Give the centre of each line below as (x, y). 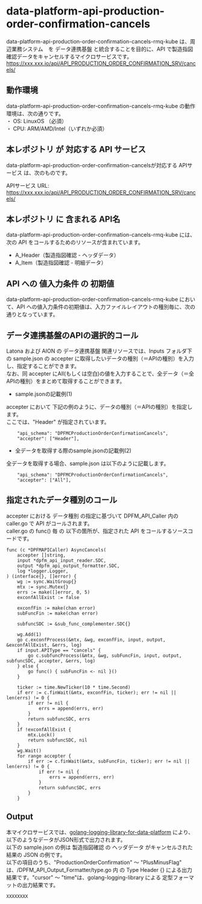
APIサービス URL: (28, 185)
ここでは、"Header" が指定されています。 (58, 422)
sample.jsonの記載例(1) (43, 394)
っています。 (43, 315)
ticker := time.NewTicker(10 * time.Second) (74, 687)
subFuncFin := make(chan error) (58, 613)
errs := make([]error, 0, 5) (54, 592)
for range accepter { (44, 756)
